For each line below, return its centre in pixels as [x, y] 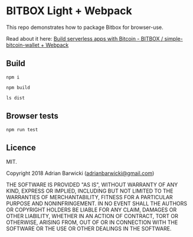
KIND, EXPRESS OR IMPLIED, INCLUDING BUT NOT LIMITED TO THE [90, 191]
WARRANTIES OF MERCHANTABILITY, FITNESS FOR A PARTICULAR [89, 197]
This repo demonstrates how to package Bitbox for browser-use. [85, 27]
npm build [18, 87]
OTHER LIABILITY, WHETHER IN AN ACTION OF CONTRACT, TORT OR [92, 216]
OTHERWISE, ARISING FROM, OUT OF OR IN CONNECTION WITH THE [92, 222]
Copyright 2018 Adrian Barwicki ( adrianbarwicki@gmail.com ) [80, 173]
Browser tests [32, 116]
